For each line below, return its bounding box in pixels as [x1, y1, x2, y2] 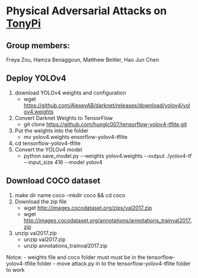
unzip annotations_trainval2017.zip [23, 242, 108, 249]
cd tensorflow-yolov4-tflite [14, 140, 81, 147]
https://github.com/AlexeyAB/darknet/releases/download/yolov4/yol [23, 102, 191, 109]
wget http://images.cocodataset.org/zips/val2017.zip [23, 204, 152, 211]
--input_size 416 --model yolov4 [23, 159, 103, 166]
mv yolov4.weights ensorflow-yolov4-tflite [23, 133, 127, 140]
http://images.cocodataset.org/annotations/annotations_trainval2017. [23, 217, 191, 224]
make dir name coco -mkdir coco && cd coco [14, 191, 126, 198]
